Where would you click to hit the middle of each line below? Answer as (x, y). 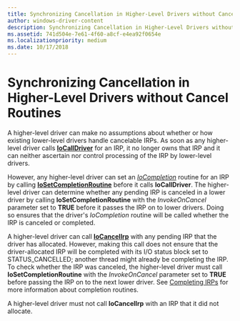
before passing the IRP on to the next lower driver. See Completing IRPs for (118, 282)
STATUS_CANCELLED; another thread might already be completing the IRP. (118, 259)
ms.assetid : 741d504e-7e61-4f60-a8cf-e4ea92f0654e (84, 34)
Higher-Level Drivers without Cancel (118, 98)
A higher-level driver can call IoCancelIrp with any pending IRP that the (112, 236)
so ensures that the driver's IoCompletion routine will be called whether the (118, 214)
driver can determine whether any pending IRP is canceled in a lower (124, 192)
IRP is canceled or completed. (51, 222)
